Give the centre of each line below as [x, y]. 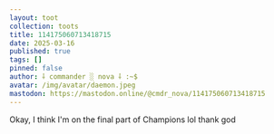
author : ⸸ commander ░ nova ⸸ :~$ [73, 77]
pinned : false [36, 69]
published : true [40, 52]
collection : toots [44, 26]
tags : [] [26, 60]
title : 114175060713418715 [60, 34]
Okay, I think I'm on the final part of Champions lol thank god [122, 120]
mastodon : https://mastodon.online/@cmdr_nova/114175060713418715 [137, 93]
